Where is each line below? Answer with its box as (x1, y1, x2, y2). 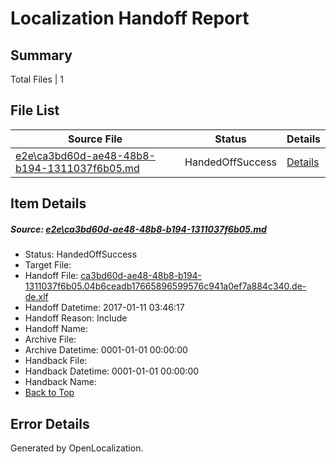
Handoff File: (24, 270, 79, 282)
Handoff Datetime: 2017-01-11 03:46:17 (24, 302, 185, 314)
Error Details (10, 415, 90, 432)
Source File (67, 132, 123, 146)
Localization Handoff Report (10, 7, 250, 30)
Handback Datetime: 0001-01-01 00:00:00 (24, 365, 200, 377)
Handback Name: (24, 376, 97, 388)
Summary (10, 47, 73, 64)
